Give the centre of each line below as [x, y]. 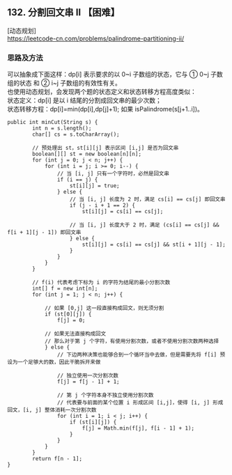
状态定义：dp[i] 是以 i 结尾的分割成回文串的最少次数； [84, 100]
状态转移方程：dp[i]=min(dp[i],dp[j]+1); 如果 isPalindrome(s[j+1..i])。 [106, 109]
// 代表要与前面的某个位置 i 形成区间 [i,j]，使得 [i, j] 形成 [140, 403]
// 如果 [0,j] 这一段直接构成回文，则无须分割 [104, 309]
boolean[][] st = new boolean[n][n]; [87, 154]
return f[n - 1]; [57, 459]
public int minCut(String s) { [53, 123]
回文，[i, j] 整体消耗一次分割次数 [52, 410]
